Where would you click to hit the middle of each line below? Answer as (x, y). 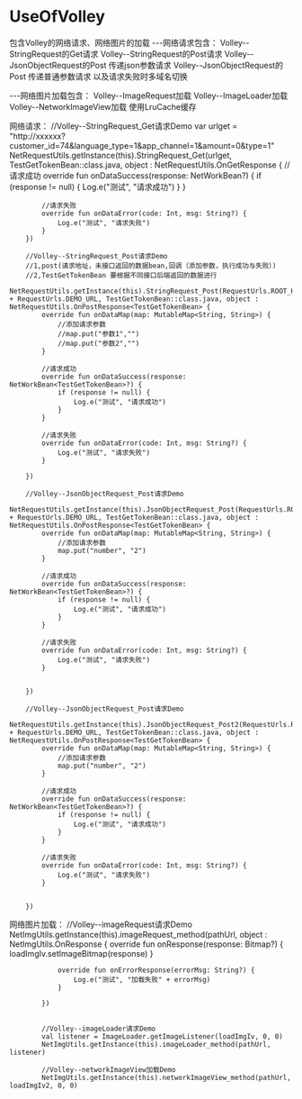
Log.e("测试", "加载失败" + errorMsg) (142, 979)
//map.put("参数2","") (98, 343)
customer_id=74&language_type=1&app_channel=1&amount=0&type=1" (142, 145)
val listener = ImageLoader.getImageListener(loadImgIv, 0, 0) (162, 1036)
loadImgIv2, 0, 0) (44, 1085)
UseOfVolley (58, 17)
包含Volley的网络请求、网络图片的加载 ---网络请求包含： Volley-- (129, 42)
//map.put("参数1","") (98, 334)
